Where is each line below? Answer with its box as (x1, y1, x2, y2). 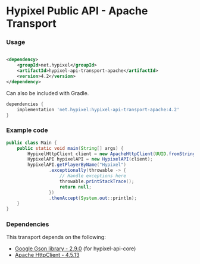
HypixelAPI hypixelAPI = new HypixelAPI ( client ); (27, 156, 153, 162)
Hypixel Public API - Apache (6, 4, 148, 18)
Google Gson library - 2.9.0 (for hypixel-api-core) (14, 245, 136, 252)
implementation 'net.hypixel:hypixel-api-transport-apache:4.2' (17, 106, 180, 112)
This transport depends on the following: (6, 234, 106, 241)
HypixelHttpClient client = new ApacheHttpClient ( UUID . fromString (27, 150, 196, 157)
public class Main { (6, 140, 58, 146)
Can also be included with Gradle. (6, 89, 89, 96)
